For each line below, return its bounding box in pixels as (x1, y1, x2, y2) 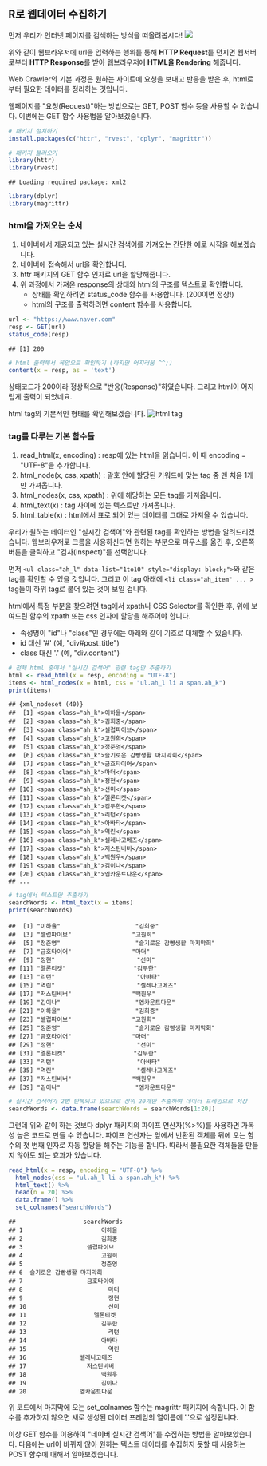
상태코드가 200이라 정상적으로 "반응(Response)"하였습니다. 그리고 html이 (8, 382, 240, 391)
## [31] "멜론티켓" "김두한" (8, 1050, 158, 1058)
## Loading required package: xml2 (8, 178, 127, 186)
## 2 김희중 (8, 1235, 118, 1243)
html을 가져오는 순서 (8, 220, 83, 231)
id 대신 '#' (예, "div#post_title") (19, 638, 120, 647)
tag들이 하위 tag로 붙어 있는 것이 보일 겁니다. (8, 584, 148, 594)
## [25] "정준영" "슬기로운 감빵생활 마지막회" (8, 1024, 215, 1032)
